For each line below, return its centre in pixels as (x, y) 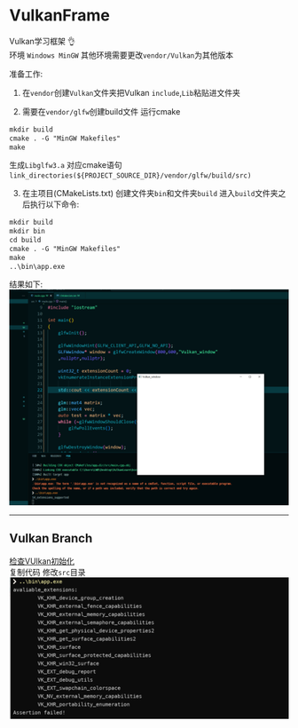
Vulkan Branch (51, 538)
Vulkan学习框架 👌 (43, 41)
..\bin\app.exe (37, 266)
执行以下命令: (55, 204)
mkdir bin (27, 231)
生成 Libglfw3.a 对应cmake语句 (66, 164)
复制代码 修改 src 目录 (47, 572)
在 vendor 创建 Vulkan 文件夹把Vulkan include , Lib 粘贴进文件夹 (131, 92)
